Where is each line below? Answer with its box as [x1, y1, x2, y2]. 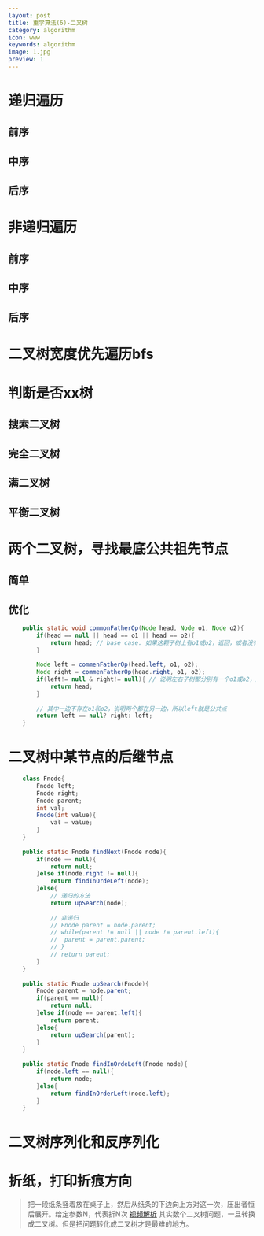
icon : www [8, 33, 41, 42]
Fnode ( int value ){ [36, 812, 97, 820]
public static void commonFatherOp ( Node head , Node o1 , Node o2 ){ [22, 624, 244, 632]
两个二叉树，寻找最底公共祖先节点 [8, 540, 229, 557]
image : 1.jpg [8, 48, 51, 56]
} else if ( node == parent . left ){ [36, 1009, 143, 1017]
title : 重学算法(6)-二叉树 [8, 19, 88, 27]
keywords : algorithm [8, 41, 76, 49]
